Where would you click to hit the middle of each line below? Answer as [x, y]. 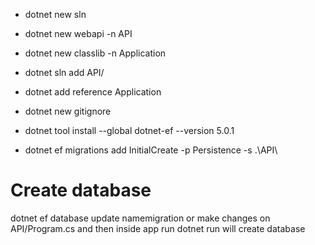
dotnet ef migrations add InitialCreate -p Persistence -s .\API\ [151, 150]
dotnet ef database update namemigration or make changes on [140, 218]
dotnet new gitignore [68, 111]
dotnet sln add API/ [64, 72]
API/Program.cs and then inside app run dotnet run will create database [158, 228]
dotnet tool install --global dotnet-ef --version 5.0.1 [129, 130]
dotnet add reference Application [93, 92]
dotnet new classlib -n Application [95, 53]
